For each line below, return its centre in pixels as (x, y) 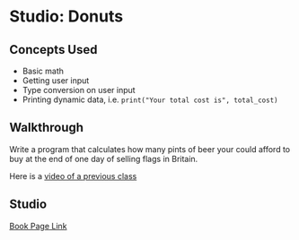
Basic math (43, 71)
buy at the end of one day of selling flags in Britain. (104, 159)
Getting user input (56, 81)
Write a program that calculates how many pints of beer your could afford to (149, 149)
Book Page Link (38, 226)
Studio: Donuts (66, 17)
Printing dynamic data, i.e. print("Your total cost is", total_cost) (150, 99)
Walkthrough (46, 128)
